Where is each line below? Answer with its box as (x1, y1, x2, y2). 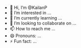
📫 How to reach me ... (9, 26, 55, 31)
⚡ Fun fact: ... (9, 38, 37, 44)
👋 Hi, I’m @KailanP (9, 5, 48, 10)
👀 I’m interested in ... (9, 10, 52, 16)
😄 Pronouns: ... (9, 33, 42, 39)
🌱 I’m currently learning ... (9, 15, 62, 21)
